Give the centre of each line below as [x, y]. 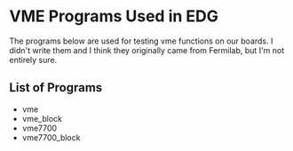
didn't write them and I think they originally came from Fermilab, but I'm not [147, 50]
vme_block [42, 118]
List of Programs [56, 87]
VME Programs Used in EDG [114, 16]
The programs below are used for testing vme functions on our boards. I [141, 41]
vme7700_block [51, 137]
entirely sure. [33, 60]
